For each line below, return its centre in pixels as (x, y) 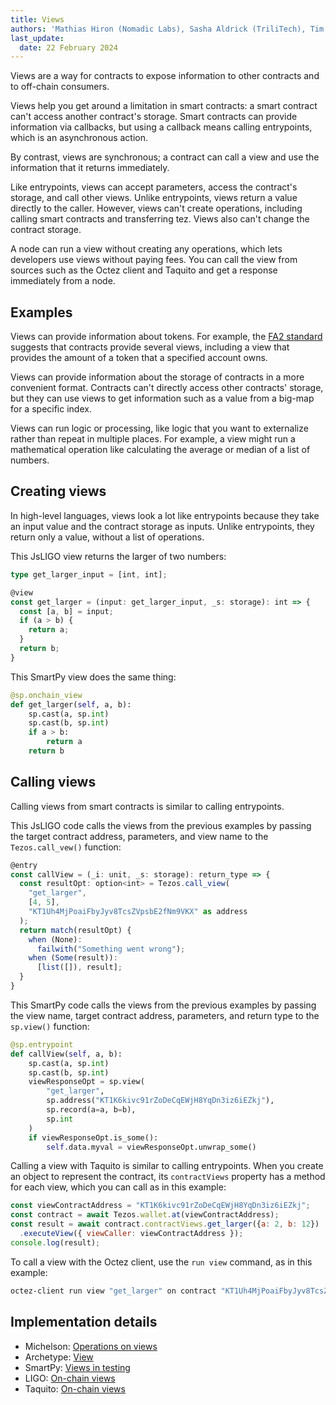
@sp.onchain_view (46, 695)
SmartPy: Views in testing (77, 1367)
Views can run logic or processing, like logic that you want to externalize (159, 428)
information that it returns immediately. (90, 168)
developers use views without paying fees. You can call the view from (154, 260)
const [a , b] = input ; (66, 611)
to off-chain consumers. (60, 87)
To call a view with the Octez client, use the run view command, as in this (161, 1262)
